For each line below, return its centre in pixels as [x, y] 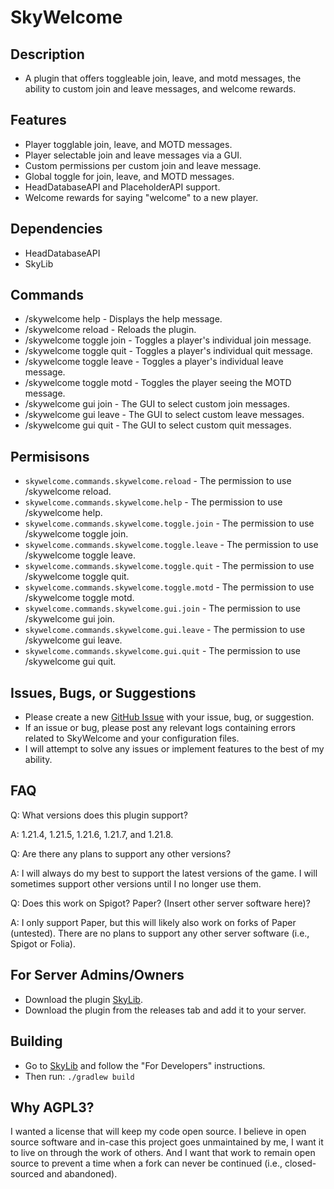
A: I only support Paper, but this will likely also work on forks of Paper [153, 922]
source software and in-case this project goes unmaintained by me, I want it [167, 1142]
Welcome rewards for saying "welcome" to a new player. [141, 197]
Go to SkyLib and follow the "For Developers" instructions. [145, 1065]
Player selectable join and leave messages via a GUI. [133, 155]
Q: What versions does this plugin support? [99, 815]
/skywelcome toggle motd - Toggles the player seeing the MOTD [158, 383]
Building [36, 1041]
